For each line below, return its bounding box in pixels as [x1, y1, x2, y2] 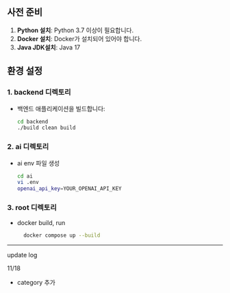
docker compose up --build [23, 232, 101, 239]
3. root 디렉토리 [7, 203, 57, 213]
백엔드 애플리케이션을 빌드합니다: [16, 104, 105, 113]
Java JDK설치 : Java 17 [16, 43, 81, 51]
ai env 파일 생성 [16, 159, 60, 167]
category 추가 [16, 279, 56, 287]
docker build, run [16, 219, 66, 227]
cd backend [16, 118, 49, 125]
